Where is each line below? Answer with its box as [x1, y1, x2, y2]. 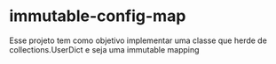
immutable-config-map [9, 6, 186, 26]
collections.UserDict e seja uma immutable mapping [9, 44, 200, 54]
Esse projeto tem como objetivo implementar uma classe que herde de [9, 35, 268, 46]
